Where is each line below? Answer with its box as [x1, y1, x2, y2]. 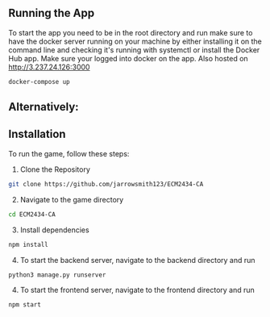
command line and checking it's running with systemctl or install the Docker [8, 44, 260, 55]
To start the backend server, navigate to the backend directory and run [19, 255, 255, 265]
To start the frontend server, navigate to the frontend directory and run [19, 286, 255, 295]
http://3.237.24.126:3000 [8, 62, 90, 72]
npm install [8, 240, 48, 248]
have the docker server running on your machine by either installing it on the [8, 36, 262, 46]
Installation [8, 127, 66, 141]
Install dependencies [19, 225, 90, 235]
